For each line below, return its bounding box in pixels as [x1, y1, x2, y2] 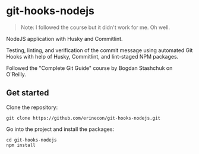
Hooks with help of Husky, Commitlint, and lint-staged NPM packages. [6, 53, 179, 60]
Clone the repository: [6, 104, 58, 111]
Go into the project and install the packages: [6, 126, 115, 133]
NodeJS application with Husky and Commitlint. [6, 35, 123, 42]
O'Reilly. [6, 70, 27, 78]
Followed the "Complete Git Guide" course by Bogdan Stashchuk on [6, 64, 173, 72]
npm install [6, 142, 36, 148]
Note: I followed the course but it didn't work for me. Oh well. [20, 24, 170, 31]
